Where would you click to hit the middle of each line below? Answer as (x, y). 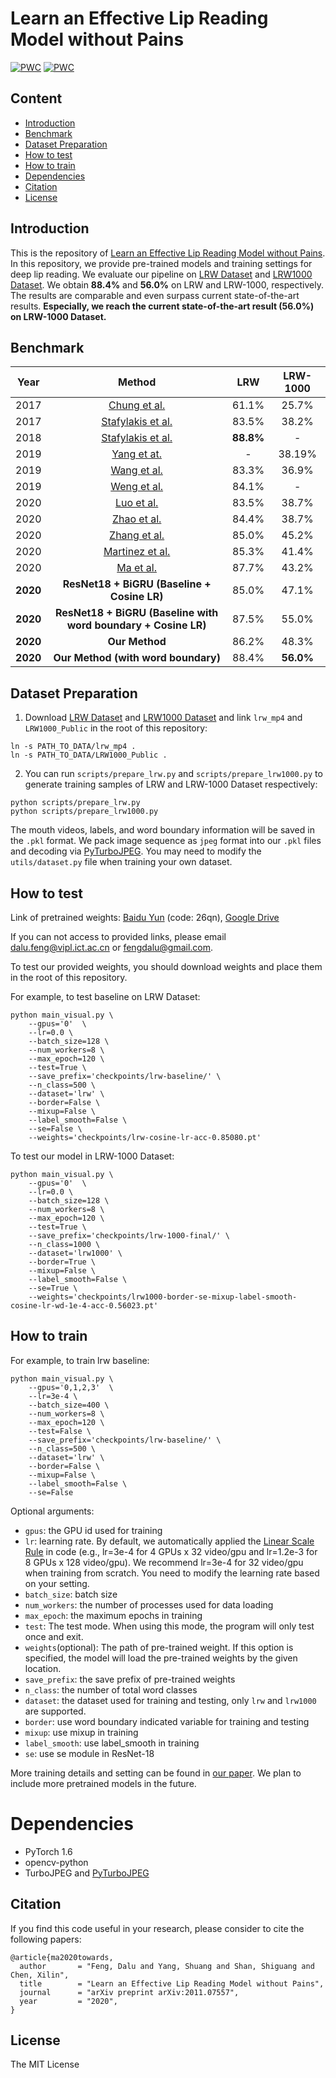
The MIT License (45, 2064)
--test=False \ (60, 1431)
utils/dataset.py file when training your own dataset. (121, 862)
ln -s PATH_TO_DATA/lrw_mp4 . (73, 747)
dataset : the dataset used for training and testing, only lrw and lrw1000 (170, 1700)
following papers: (46, 1939)
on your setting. (57, 1583)
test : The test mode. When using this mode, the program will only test (169, 1626)
